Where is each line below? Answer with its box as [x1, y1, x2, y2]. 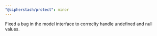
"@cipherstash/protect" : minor [5, 7, 69, 12]
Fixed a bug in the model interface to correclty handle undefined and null [5, 21, 153, 27]
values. [5, 26, 20, 32]
